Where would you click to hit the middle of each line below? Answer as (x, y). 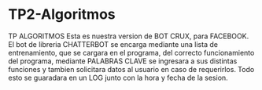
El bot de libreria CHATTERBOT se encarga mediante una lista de (113, 44)
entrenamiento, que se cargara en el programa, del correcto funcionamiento (131, 52)
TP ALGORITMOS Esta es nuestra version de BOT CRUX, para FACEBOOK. (129, 36)
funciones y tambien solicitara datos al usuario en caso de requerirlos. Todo (131, 69)
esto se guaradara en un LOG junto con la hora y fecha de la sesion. (118, 77)
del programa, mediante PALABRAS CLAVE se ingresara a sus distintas (123, 61)
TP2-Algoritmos (62, 14)
